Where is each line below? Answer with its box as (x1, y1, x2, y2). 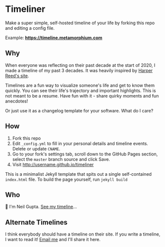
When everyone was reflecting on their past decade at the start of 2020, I (5, 62, 156, 68)
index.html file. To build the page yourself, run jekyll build (5, 176, 128, 182)
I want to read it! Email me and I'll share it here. (5, 237, 101, 243)
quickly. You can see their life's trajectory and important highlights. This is (5, 88, 156, 94)
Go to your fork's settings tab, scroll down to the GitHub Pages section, (12, 151, 158, 157)
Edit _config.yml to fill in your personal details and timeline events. (12, 140, 149, 147)
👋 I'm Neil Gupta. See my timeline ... (5, 204, 77, 210)
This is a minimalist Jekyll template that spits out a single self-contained (5, 171, 152, 177)
